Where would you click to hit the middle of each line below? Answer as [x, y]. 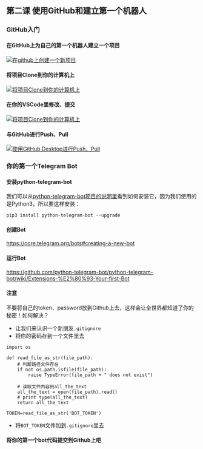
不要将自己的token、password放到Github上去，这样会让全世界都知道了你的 [100, 308]
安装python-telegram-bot [39, 181]
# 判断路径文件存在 [38, 364]
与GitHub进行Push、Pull [37, 134]
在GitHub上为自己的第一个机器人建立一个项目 [63, 45]
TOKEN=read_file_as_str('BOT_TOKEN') [54, 413]
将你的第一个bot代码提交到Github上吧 [54, 440]
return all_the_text [43, 402]
